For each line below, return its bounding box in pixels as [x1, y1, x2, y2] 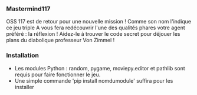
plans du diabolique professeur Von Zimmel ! [6, 37, 115, 44]
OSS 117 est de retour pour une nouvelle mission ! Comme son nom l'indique [6, 18, 192, 25]
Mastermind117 [6, 5, 51, 13]
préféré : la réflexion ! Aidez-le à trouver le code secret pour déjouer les [6, 30, 180, 38]
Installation [6, 52, 40, 60]
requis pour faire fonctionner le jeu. [14, 71, 101, 78]
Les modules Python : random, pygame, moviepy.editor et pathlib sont [14, 65, 185, 72]
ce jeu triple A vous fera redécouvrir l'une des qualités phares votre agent [6, 24, 186, 31]
